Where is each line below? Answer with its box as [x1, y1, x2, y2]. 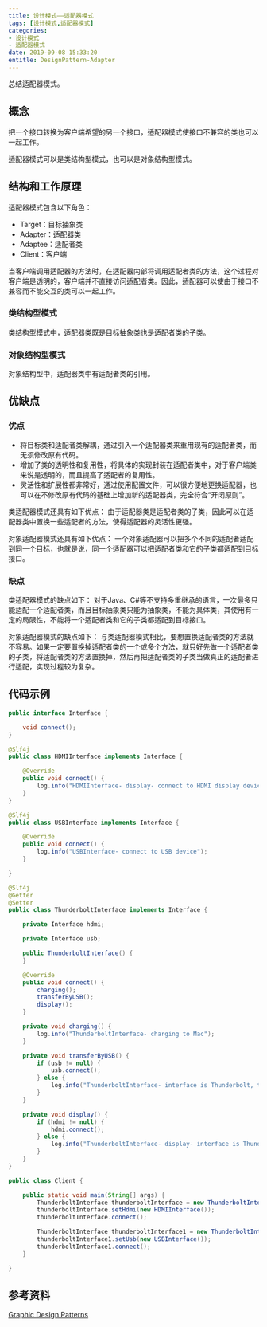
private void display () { [22, 1110, 109, 1118]
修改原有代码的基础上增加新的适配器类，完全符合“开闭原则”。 [47, 489, 250, 499]
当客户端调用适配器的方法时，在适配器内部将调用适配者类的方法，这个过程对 [8, 266, 259, 276]
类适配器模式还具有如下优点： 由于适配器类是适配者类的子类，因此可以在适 [8, 507, 254, 516]
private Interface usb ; [22, 935, 102, 943]
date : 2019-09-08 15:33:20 [8, 49, 98, 57]
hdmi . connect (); [50, 1125, 105, 1133]
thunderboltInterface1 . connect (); [37, 1243, 151, 1250]
